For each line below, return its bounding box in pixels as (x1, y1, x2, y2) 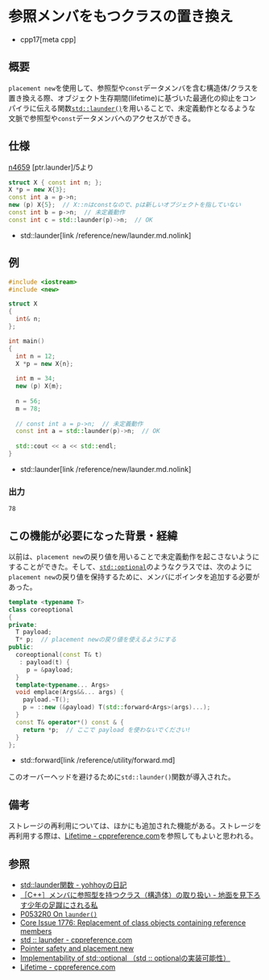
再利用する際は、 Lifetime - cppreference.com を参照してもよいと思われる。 (8, 831, 258, 841)
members (19, 927, 52, 936)
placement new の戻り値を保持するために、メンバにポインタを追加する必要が (8, 571, 260, 582)
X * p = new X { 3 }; (8, 186, 67, 194)
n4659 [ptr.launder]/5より (8, 162, 94, 172)
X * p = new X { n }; (15, 360, 74, 368)
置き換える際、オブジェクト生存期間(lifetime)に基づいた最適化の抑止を (8, 93, 242, 103)
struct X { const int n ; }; (8, 179, 103, 187)
